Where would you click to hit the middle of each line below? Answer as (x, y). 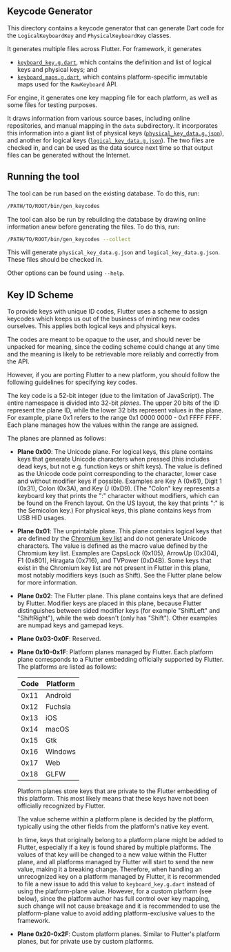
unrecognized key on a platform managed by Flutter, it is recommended (119, 877)
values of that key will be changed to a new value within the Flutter (112, 855)
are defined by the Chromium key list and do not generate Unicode (112, 539)
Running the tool (43, 177)
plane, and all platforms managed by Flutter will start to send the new (115, 862)
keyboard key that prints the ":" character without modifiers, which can (118, 496)
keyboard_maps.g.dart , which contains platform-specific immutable (112, 77)
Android (59, 696)
